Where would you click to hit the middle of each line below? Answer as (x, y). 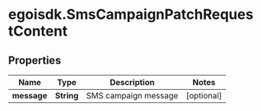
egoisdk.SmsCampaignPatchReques (131, 15)
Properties (35, 60)
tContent (38, 31)
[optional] (204, 96)
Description (132, 82)
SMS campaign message (132, 96)
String (67, 96)
